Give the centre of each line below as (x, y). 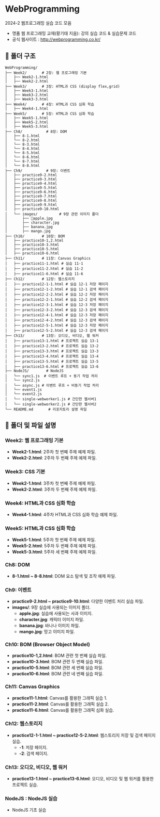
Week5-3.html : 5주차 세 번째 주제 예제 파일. (54, 552)
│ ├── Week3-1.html (27, 91)
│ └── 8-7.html (22, 161)
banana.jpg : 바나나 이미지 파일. (50, 625)
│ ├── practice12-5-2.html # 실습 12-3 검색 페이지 (57, 330)
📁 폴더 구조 (21, 56)
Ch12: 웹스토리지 (24, 724)
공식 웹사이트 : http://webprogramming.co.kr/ (56, 39)
